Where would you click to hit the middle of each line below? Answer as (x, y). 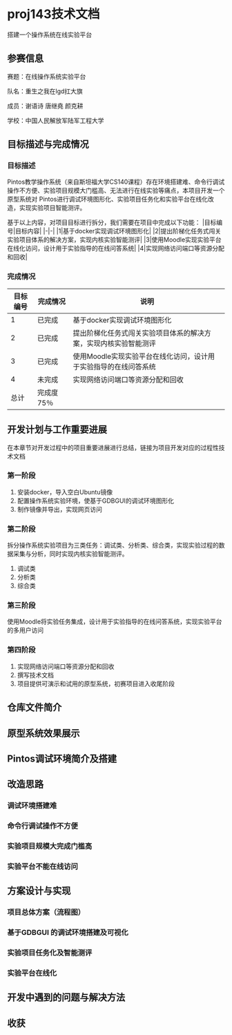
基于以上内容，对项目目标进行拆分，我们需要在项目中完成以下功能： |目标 (112, 222)
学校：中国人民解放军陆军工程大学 (56, 120)
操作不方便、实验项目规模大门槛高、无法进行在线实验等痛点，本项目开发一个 (116, 191)
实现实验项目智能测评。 (52, 208)
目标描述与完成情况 (48, 145)
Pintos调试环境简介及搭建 (62, 758)
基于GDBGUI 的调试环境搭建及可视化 (68, 933)
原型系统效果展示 (43, 733)
